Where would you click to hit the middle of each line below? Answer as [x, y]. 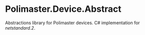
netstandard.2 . [20, 28]
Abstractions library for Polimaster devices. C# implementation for [72, 23]
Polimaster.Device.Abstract [63, 9]
